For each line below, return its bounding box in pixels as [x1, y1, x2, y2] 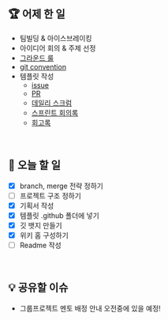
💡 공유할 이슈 [8, 281, 69, 295]
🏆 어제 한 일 [8, 7, 65, 21]
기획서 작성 [19, 201, 54, 210]
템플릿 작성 [19, 71, 54, 81]
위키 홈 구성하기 [19, 230, 69, 239]
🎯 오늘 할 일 [8, 159, 61, 172]
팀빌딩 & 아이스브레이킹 [19, 33, 92, 43]
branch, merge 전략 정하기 [19, 181, 104, 190]
